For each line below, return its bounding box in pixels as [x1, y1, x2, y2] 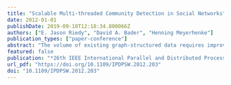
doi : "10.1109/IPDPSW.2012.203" [7, 67, 100, 74]
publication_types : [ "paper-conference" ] [7, 36, 128, 42]
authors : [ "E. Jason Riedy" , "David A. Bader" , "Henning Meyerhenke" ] [7, 29, 214, 36]
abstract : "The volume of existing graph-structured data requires [7, 42, 205, 49]
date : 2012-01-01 [7, 16, 57, 23]
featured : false [7, 49, 54, 56]
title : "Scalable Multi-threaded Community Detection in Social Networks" [7, 10, 226, 17]
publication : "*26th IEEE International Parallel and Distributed [7, 55, 201, 62]
